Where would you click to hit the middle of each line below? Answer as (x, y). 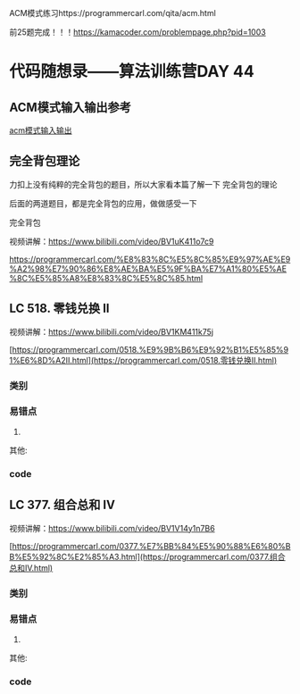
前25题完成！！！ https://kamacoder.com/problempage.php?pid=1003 (137, 32)
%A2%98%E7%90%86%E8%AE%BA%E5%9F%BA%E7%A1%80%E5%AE (148, 268)
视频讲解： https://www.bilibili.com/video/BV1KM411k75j (112, 331)
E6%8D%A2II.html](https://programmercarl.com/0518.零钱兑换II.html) (149, 360)
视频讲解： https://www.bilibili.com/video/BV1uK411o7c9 (112, 241)
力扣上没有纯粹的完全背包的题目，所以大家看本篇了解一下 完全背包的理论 (143, 184)
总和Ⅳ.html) (31, 568)
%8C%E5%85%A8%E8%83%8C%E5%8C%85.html (106, 278)
